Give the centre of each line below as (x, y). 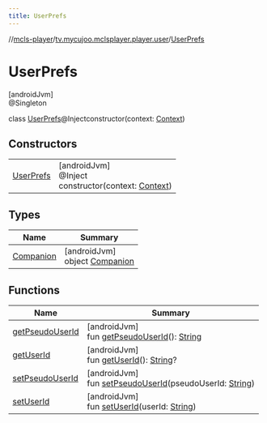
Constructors (43, 144)
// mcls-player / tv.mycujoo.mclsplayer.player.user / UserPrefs (106, 39)
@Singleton (28, 103)
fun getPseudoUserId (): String (144, 337)
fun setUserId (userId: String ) (142, 406)
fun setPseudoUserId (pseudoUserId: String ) (171, 383)
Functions (34, 290)
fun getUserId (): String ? (132, 360)
